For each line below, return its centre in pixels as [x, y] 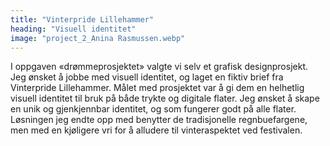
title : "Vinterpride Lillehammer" [82, 19]
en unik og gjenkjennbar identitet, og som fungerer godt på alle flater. [153, 109]
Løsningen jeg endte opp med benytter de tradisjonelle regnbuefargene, [159, 120]
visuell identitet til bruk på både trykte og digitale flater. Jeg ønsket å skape [165, 98]
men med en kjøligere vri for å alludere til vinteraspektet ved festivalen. [156, 130]
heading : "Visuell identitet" [73, 29]
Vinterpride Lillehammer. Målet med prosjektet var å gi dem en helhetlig [157, 88]
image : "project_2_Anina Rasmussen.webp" [98, 38]
